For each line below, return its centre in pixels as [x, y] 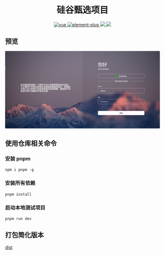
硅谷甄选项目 [82, 10]
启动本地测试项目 [25, 208]
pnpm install [18, 194]
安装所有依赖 [20, 183]
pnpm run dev [18, 219]
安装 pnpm [18, 159]
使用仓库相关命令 [31, 144]
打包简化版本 [25, 235]
